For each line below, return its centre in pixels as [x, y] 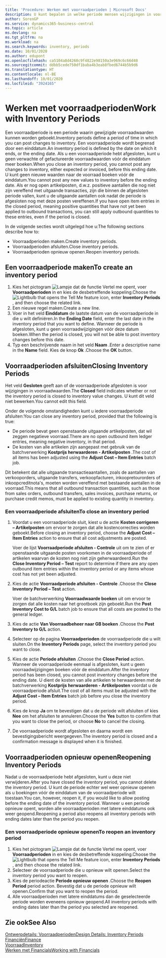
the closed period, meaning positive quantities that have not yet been [76, 206]
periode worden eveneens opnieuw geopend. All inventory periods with [84, 901]
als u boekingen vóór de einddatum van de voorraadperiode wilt [70, 793]
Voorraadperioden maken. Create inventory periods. [65, 241]
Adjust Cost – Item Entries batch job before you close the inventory [81, 696]
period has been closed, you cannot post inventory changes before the [84, 675]
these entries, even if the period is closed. [48, 217]
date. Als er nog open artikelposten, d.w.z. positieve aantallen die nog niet [80, 185]
